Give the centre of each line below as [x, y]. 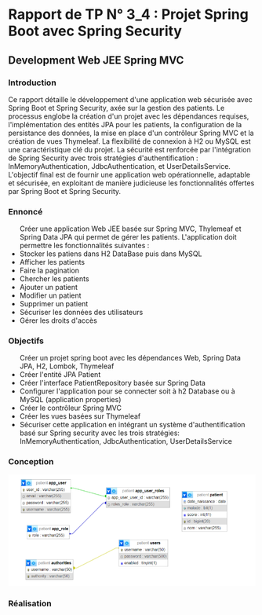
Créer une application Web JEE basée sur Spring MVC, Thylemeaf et [130, 229]
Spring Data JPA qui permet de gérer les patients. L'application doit [128, 237]
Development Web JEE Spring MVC [96, 60]
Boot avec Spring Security [95, 31]
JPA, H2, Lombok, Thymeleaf [67, 366]
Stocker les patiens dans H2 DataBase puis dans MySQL [111, 254]
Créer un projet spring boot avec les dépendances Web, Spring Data [130, 358]
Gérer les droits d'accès [58, 320]
